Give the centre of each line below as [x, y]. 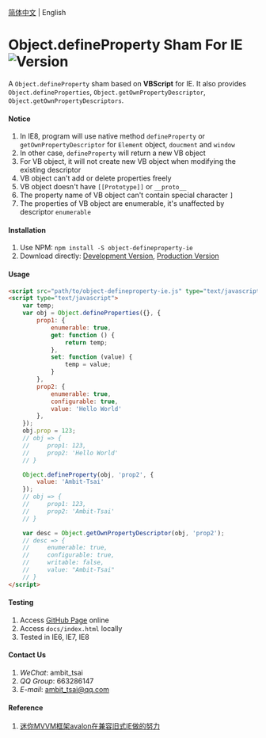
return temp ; [86, 342]
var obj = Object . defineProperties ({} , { [91, 313]
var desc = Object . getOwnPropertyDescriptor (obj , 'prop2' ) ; [123, 533]
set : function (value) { [91, 357]
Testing [21, 603]
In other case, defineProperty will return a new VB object [112, 153]
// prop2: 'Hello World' [70, 453]
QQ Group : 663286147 [57, 681]
